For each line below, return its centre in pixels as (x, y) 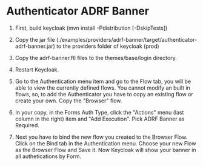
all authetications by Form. (48, 156)
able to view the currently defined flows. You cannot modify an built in (103, 88)
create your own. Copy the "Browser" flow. (68, 101)
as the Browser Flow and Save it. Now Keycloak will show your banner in (105, 150)
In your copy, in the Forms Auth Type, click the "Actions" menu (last (99, 112)
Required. (27, 125)
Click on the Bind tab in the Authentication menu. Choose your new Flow (105, 143)
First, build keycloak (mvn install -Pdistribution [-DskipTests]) (91, 28)
